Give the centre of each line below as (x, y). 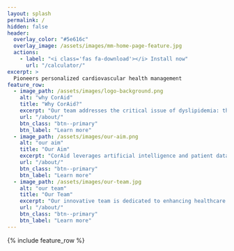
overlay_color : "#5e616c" (51, 40)
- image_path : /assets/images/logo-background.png (88, 91)
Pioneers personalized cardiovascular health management (98, 78)
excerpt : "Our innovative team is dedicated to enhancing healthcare (123, 201)
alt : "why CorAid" (46, 98)
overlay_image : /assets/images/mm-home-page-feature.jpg (98, 46)
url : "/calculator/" (55, 65)
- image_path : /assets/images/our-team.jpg (77, 181)
